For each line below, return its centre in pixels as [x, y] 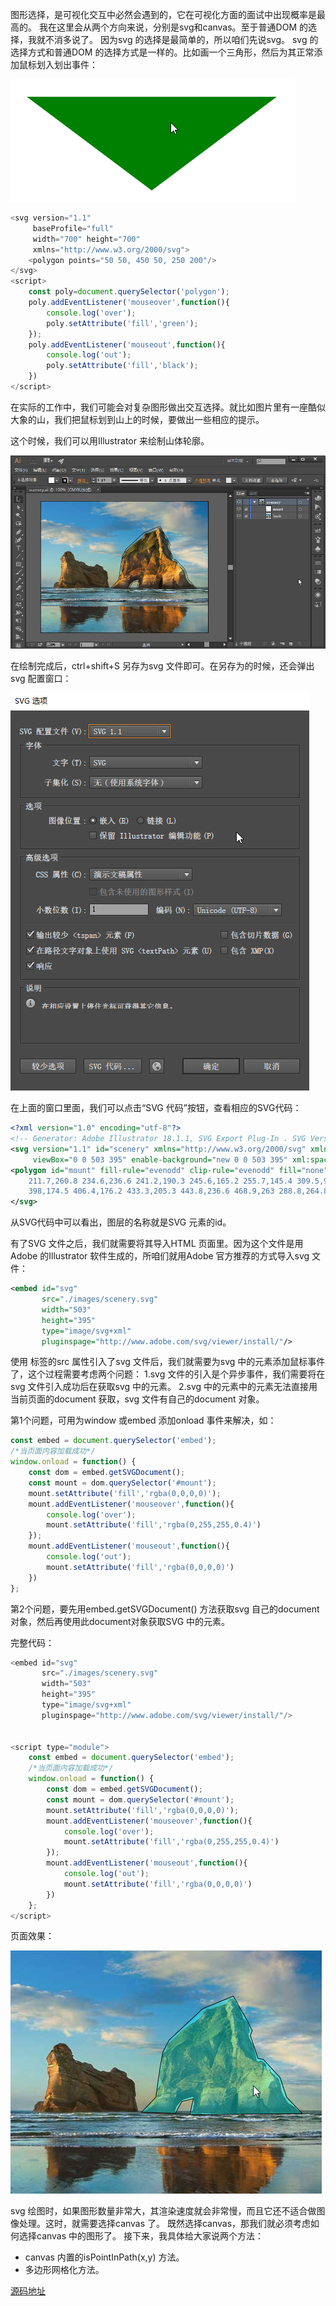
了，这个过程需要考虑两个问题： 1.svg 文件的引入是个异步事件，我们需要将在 [168, 1374]
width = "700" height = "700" [86, 239]
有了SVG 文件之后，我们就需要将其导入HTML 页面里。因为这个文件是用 [157, 1244]
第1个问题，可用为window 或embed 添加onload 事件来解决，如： [143, 1420]
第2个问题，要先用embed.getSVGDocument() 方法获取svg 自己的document [165, 1609]
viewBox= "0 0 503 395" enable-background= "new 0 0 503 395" [160, 1159]
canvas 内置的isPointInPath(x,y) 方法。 [104, 2257]
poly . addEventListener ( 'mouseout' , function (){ [127, 344]
